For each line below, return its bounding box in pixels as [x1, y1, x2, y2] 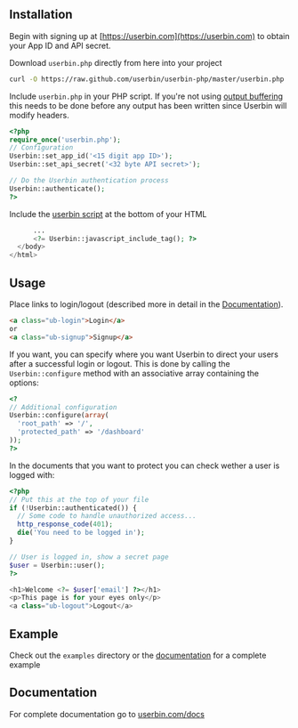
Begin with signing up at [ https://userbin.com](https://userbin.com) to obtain [9, 30, 290, 41]
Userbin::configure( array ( [9, 411, 109, 420]
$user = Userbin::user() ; [9, 561, 105, 570]
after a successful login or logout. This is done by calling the [9, 358, 230, 368]
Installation [9, 7, 73, 22]
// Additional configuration [9, 402, 117, 412]
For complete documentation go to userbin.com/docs [9, 708, 205, 719]
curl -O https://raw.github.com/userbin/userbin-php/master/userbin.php [9, 75, 285, 84]
